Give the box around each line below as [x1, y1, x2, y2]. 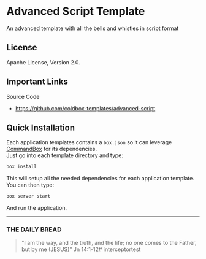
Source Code [6, 93, 40, 100]
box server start [6, 193, 51, 199]
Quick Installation [6, 122, 75, 133]
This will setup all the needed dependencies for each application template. [6, 175, 194, 182]
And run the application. [6, 204, 67, 212]
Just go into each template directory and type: [6, 152, 124, 159]
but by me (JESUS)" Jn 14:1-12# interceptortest [21, 245, 141, 253]
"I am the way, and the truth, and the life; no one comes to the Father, [21, 239, 197, 247]
